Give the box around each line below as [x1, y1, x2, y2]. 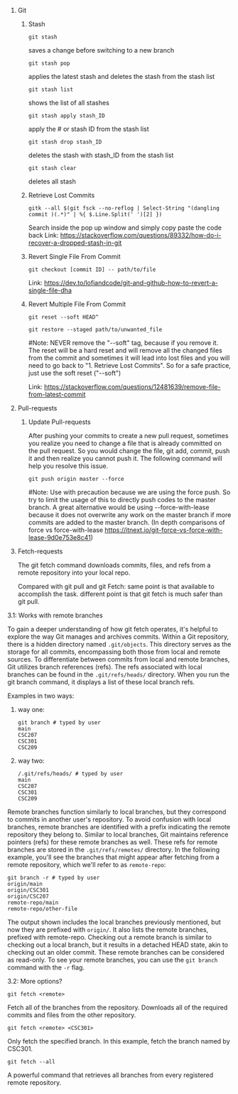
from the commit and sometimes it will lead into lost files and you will [28, 354, 230, 362]
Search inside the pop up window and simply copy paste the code [28, 223, 222, 232]
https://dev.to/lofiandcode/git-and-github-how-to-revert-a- [43, 279, 219, 287]
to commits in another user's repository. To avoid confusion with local [7, 815, 212, 824]
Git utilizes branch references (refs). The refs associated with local [7, 663, 202, 671]
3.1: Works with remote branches [7, 611, 103, 620]
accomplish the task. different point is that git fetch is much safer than [17, 590, 223, 598]
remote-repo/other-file [7, 906, 78, 913]
